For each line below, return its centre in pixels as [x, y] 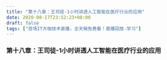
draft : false [23, 23]
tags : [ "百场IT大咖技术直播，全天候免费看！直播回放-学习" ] [74, 28]
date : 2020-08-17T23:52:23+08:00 [49, 17]
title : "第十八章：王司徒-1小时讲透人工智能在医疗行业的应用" [76, 12]
